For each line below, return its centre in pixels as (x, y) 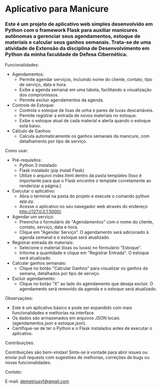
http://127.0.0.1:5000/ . (41, 211)
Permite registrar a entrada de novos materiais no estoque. (78, 115)
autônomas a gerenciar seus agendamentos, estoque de (73, 36)
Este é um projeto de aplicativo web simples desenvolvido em (79, 24)
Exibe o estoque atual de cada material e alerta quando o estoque (85, 121)
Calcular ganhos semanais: (39, 263)
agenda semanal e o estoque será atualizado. (65, 237)
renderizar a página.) (40, 186)
